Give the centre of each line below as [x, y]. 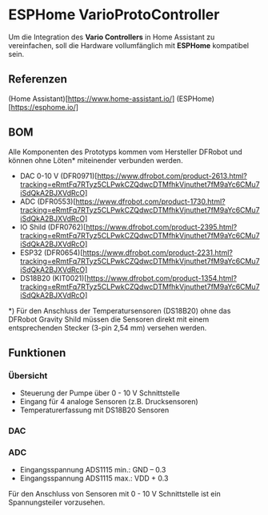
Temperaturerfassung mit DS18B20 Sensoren [94, 410]
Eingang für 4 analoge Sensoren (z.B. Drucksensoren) [109, 402]
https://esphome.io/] [44, 107]
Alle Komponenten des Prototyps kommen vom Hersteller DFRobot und [125, 152]
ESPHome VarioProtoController [114, 15]
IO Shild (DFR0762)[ [53, 227]
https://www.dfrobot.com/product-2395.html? [161, 227]
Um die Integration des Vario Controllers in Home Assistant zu [112, 37]
